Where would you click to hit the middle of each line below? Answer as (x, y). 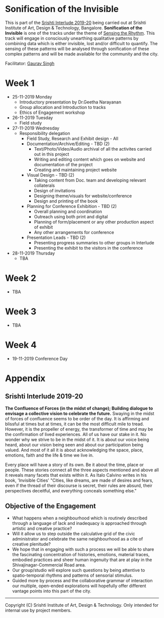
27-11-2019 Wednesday (36, 128)
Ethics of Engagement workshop (52, 112)
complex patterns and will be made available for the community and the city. (82, 54)
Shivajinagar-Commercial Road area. (49, 565)
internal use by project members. (38, 610)
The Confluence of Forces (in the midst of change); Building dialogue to (79, 408)
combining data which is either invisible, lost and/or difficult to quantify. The (81, 43)
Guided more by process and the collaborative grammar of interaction (82, 580)
